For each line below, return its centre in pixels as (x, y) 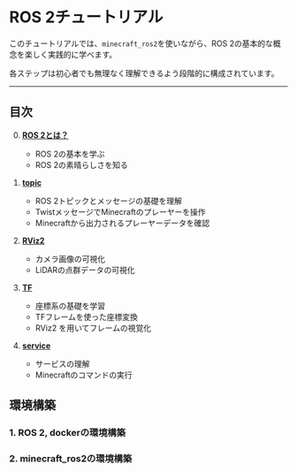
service (36, 346)
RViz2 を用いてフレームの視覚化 (93, 328)
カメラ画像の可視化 (70, 259)
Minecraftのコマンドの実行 (84, 375)
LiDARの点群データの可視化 (85, 270)
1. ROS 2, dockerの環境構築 (68, 433)
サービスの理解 (62, 363)
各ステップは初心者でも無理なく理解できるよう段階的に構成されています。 (144, 73)
